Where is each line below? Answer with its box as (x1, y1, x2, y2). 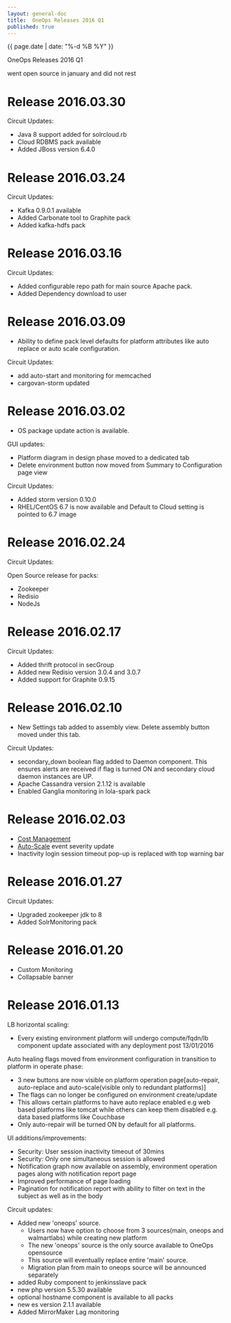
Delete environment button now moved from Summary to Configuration (17, 461, 223, 470)
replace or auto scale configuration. (17, 345, 121, 353)
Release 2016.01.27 (7, 874, 123, 890)
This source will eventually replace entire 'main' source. (27, 1255, 188, 1264)
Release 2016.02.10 (7, 700, 123, 716)
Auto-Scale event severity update (17, 842, 114, 850)
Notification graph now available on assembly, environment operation (17, 1162, 218, 1170)
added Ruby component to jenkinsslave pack (17, 1278, 147, 1286)
